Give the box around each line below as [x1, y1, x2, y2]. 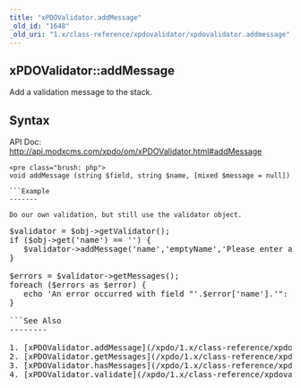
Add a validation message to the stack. [9, 87, 153, 98]
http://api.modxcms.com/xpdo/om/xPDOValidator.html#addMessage [9, 146, 262, 157]
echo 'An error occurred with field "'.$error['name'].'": [23, 289, 288, 298]
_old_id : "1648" [9, 22, 70, 30]
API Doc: [9, 136, 42, 147]
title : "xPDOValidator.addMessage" [9, 13, 142, 22]
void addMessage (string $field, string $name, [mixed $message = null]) [9, 171, 291, 180]
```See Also [9, 315, 62, 325]
